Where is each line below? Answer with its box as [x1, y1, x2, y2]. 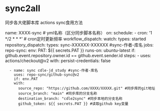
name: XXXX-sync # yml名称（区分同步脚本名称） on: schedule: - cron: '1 [5, 30, 152, 35]
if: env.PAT [14, 76, 38, 81]
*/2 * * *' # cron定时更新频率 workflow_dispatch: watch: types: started [5, 36, 146, 42]
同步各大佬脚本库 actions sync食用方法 [5, 19, 83, 25]
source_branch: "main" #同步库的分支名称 [18, 91, 97, 96]
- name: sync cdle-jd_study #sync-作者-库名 [9, 68, 98, 73]
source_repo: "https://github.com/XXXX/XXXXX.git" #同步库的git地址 [18, 86, 156, 91]
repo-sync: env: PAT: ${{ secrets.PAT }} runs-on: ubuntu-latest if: [5, 47, 136, 53]
